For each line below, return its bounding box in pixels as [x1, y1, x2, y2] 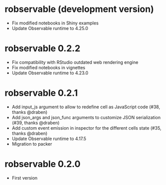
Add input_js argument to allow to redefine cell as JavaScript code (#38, [11, 104, 160, 110]
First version [11, 175, 38, 181]
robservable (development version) [4, 3, 155, 15]
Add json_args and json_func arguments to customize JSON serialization [11, 114, 161, 120]
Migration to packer [11, 141, 53, 147]
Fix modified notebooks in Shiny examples [11, 20, 99, 26]
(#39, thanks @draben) [11, 120, 60, 126]
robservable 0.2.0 [4, 159, 81, 170]
